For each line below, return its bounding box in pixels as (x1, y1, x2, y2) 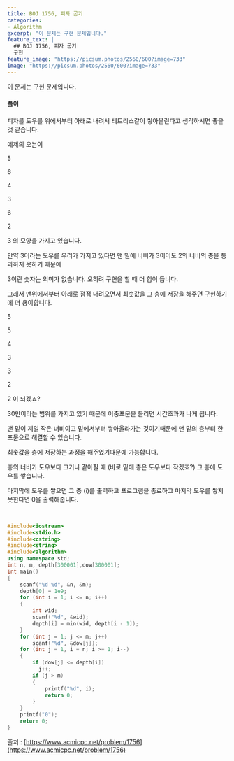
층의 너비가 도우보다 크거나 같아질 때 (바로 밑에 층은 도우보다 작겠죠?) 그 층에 (7, 462, 216, 471)
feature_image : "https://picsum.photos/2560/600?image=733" (7, 56, 187, 63)
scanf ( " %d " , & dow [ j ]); (32, 639, 98, 647)
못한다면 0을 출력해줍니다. (7, 495, 79, 504)
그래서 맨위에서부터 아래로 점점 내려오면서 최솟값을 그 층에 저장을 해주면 (7, 290, 203, 298)
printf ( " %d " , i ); (44, 685, 96, 692)
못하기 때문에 (25, 259, 61, 268)
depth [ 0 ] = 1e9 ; (20, 588, 68, 595)
